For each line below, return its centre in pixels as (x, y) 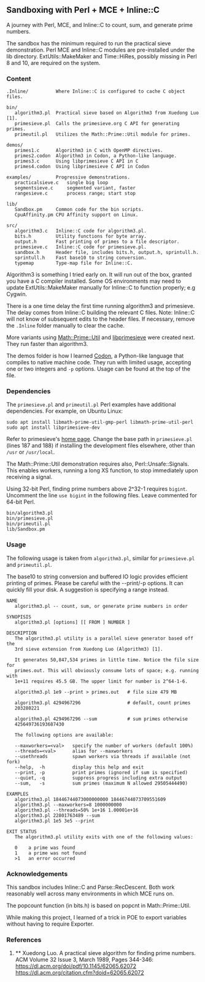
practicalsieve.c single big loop (61, 183)
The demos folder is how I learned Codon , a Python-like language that (95, 356)
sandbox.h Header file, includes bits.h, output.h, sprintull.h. (107, 253)
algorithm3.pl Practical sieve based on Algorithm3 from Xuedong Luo (107, 113)
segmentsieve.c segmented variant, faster (75, 188)
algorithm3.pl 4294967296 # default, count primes (102, 703)
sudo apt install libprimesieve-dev (53, 428)
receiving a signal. (29, 477)
